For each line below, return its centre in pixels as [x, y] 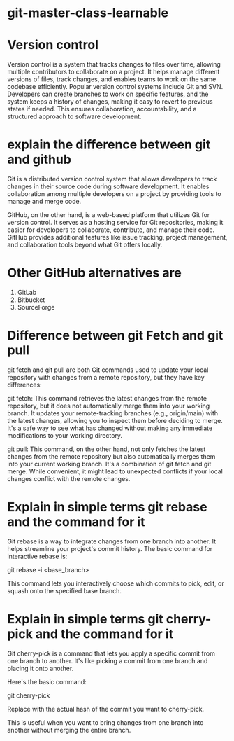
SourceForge [36, 307]
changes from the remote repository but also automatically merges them [111, 456]
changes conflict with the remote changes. [69, 478]
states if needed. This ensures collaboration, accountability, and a [102, 109]
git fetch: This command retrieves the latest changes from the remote [107, 398]
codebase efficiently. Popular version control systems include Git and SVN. [115, 87]
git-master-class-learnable [88, 13]
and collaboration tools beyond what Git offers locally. [85, 245]
